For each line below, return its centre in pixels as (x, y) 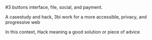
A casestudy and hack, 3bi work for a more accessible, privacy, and (76, 17)
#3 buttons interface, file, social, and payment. (54, 7)
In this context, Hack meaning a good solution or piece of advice (73, 32)
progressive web (23, 22)
